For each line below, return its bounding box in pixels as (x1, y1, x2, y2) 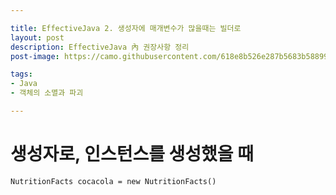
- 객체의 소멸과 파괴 (10, 88, 84, 98)
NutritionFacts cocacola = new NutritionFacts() (10, 176, 217, 186)
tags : (10, 69, 33, 80)
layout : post (10, 32, 65, 43)
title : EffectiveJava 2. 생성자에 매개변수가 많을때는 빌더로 (10, 23, 242, 33)
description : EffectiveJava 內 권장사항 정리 (10, 42, 190, 52)
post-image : (10, 51, 60, 61)
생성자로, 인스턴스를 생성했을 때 (10, 143, 255, 166)
